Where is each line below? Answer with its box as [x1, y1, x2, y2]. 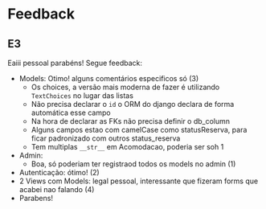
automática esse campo [31, 108, 111, 117]
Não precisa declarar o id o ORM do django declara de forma [31, 100, 235, 109]
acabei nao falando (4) [18, 185, 95, 194]
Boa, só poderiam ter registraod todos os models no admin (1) [31, 159, 236, 169]
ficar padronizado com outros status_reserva [31, 133, 181, 143]
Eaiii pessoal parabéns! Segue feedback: [7, 58, 142, 68]
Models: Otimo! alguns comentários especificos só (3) [18, 74, 199, 83]
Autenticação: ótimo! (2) [18, 168, 100, 177]
